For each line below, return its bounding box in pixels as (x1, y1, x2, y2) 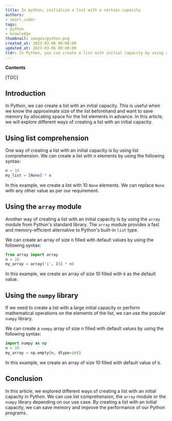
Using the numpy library (5, 291, 78, 300)
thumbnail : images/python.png (5, 36, 70, 41)
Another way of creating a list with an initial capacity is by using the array (5, 216, 160, 222)
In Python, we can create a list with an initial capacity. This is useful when (5, 103, 160, 109)
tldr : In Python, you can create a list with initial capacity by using (5, 50, 164, 55)
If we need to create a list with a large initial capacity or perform (5, 305, 140, 311)
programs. (5, 410, 27, 416)
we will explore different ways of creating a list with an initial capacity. (5, 119, 153, 125)
